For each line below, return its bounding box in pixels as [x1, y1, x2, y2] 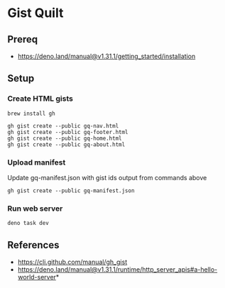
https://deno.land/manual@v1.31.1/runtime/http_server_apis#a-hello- [17, 265, 218, 274]
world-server [17, 273, 57, 282]
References [7, 239, 60, 251]
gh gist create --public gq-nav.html [7, 122, 119, 129]
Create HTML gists [7, 94, 73, 104]
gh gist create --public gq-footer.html [7, 128, 129, 135]
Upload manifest [7, 157, 66, 167]
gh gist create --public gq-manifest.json [7, 187, 135, 194]
